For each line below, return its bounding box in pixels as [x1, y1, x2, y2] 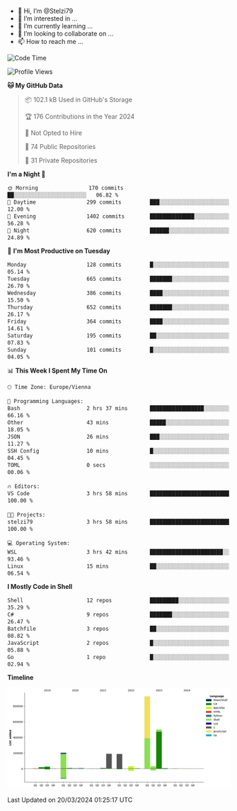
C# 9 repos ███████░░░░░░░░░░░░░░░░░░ [7, 611, 230, 618]
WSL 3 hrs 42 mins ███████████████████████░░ [7, 548, 230, 556]
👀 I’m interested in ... [17, 14, 78, 23]
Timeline [7, 673, 34, 681]
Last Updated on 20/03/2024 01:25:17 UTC [7, 795, 133, 805]
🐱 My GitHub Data [7, 82, 64, 89]
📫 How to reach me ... [17, 38, 83, 45]
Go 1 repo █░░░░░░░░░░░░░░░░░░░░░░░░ [7, 653, 230, 661]
